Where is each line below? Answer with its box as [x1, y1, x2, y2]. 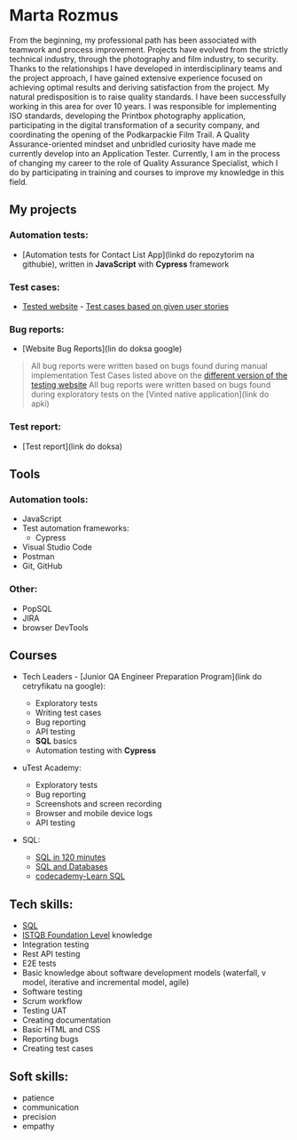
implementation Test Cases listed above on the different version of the [30, 370, 288, 381]
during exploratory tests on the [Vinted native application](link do [30, 389, 270, 400]
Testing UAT [21, 1006, 67, 1016]
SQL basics [35, 735, 78, 747]
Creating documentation [21, 1015, 112, 1025]
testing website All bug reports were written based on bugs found [30, 380, 271, 390]
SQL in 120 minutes [35, 852, 106, 863]
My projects [9, 202, 77, 218]
